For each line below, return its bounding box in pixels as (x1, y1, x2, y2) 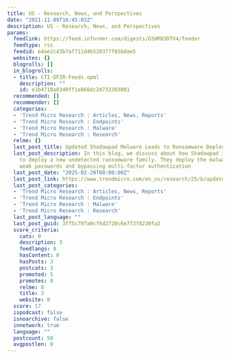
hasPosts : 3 (19, 258, 53, 265)
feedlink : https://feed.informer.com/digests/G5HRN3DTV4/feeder (13, 36, 201, 42)
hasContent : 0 (19, 252, 60, 259)
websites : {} (13, 55, 51, 62)
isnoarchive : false (13, 316, 69, 322)
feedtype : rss (13, 42, 53, 49)
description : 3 (19, 239, 63, 246)
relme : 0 (19, 283, 44, 291)
